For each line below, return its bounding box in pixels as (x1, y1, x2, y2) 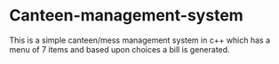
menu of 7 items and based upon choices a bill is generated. (9, 44, 230, 54)
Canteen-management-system (9, 5, 244, 26)
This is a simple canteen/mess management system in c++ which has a (9, 35, 271, 45)
